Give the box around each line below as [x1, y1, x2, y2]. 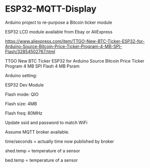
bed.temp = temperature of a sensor [5, 157, 78, 163]
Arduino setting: [5, 72, 37, 78]
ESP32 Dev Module [5, 82, 44, 88]
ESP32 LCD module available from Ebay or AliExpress [5, 29, 113, 34]
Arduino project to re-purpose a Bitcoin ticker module [5, 19, 112, 25]
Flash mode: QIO [5, 91, 39, 97]
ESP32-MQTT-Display [5, 3, 96, 15]
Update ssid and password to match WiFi [5, 119, 88, 125]
